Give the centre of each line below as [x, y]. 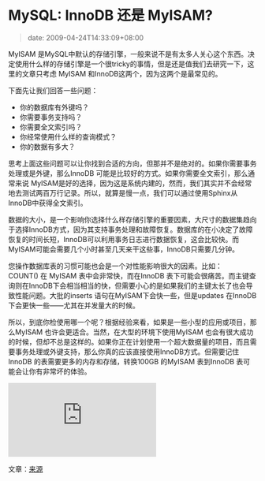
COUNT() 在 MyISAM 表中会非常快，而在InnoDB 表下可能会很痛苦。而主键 [129, 275]
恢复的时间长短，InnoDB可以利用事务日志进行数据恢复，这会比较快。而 [123, 239]
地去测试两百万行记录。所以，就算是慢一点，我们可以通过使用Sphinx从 [123, 192]
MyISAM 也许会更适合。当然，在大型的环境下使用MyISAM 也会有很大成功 [134, 332]
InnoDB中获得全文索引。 [48, 203]
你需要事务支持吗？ [51, 117]
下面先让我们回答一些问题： [53, 90]
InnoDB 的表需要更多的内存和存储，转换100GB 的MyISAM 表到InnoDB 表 [126, 361]
